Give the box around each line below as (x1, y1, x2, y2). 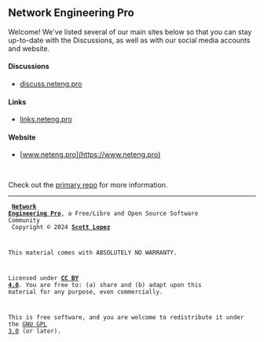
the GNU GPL (8, 320, 47, 328)
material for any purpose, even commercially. (8, 288, 163, 296)
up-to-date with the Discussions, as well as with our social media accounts (8, 35, 251, 45)
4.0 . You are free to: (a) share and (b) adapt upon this (8, 281, 202, 289)
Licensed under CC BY (8, 274, 79, 282)
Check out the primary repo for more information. (8, 180, 168, 190)
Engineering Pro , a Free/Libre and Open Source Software (8, 209, 199, 218)
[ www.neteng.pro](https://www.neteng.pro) (19, 150, 161, 159)
